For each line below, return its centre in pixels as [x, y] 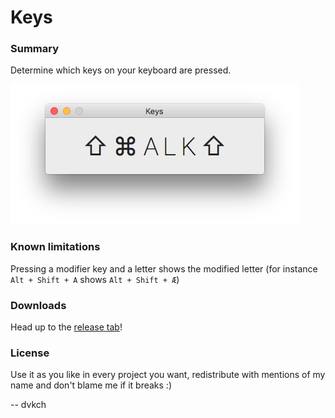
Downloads [38, 305]
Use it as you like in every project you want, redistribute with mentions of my [168, 375]
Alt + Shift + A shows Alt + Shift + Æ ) [95, 279]
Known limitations [55, 247]
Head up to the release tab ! [66, 327]
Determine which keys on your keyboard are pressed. [121, 70]
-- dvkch [28, 405]
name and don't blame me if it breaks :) [91, 385]
